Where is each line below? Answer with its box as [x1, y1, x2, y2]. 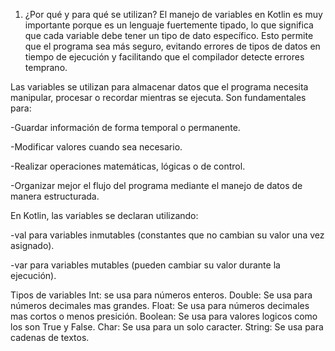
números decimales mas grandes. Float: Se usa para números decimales [10, 300, 310, 311]
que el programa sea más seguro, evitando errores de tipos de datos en [24, 40, 321, 52]
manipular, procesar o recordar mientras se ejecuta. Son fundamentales [10, 92, 307, 103]
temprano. [24, 62, 68, 73]
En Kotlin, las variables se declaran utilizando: [10, 210, 199, 221]
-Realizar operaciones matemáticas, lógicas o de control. [10, 160, 246, 172]
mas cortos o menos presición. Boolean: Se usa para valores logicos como [10, 310, 318, 322]
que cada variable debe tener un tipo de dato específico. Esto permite [24, 30, 314, 41]
